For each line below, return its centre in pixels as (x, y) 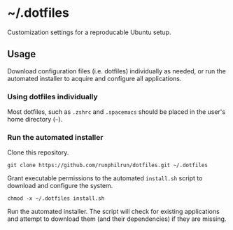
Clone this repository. (38, 152)
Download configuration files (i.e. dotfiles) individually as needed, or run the (116, 71)
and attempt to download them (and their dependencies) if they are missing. (117, 219)
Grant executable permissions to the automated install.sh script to (105, 178)
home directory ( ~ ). (35, 120)
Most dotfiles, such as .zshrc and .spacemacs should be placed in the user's (116, 112)
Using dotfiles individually (52, 96)
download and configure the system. (60, 186)
